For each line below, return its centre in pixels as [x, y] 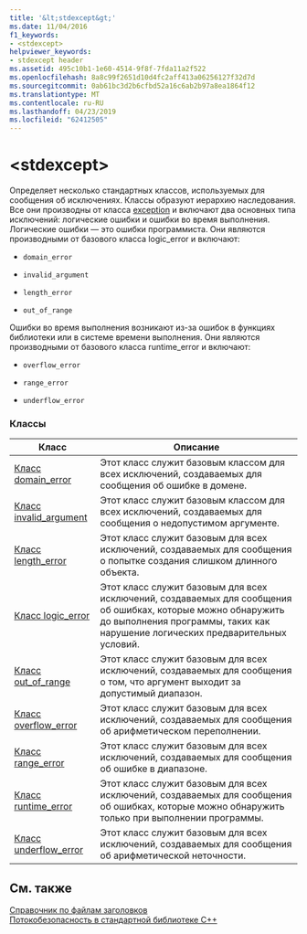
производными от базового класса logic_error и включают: [125, 239]
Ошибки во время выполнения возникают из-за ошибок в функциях [143, 328]
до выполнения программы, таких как [185, 621]
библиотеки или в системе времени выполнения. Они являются [135, 337]
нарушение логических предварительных [193, 633]
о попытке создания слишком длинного [189, 561]
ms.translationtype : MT [55, 94]
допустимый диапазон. [151, 694]
